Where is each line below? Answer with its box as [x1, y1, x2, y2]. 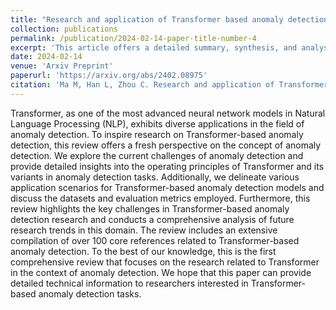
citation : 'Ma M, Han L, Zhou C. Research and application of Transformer [10, 80, 329, 90]
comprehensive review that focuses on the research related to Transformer [10, 256, 320, 268]
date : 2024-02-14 [10, 52, 83, 62]
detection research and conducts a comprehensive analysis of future [10, 213, 295, 225]
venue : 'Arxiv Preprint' [10, 61, 114, 71]
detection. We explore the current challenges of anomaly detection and [10, 149, 304, 161]
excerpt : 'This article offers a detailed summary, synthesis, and [10, 42, 298, 53]
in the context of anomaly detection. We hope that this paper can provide [10, 266, 312, 278]
